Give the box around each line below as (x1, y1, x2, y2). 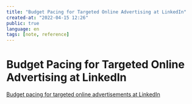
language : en (6, 26, 40, 32)
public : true (6, 20, 40, 26)
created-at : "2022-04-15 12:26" (6, 15, 88, 21)
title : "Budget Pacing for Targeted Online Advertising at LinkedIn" (6, 9, 187, 15)
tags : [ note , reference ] (6, 32, 69, 38)
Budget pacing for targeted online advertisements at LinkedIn (6, 91, 160, 98)
